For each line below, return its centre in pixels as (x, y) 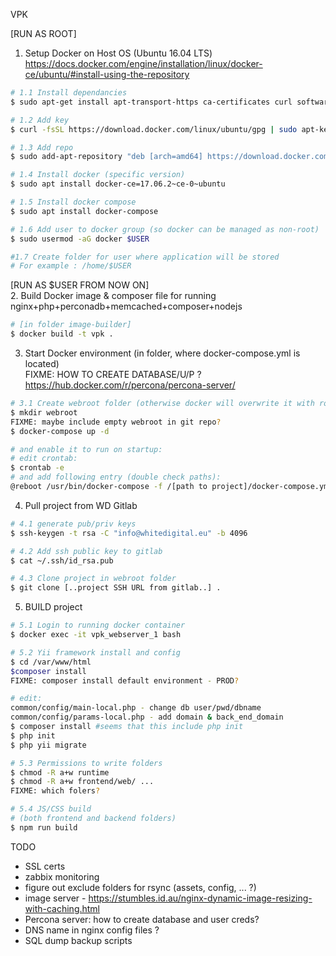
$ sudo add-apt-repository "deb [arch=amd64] (106, 157)
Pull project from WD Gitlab (81, 505)
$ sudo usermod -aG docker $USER (80, 239)
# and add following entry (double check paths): (116, 477)
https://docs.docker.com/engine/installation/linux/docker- (143, 63)
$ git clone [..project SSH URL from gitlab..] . (116, 588)
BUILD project (53, 607)
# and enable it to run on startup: (86, 449)
